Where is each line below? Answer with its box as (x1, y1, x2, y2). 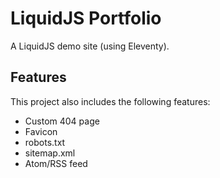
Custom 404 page (24, 115, 100, 127)
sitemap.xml (24, 147, 76, 159)
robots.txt (24, 136, 66, 148)
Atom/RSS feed (24, 157, 88, 169)
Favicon (24, 125, 58, 137)
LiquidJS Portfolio (10, 7, 162, 30)
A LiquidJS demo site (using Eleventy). (10, 40, 170, 52)
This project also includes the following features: (10, 95, 211, 107)
